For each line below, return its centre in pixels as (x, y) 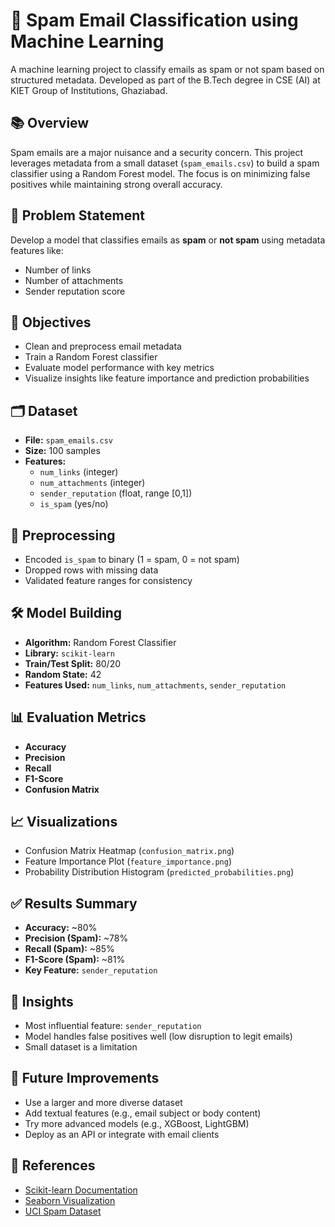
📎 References (53, 1165)
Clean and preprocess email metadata (103, 346)
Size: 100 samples (62, 451)
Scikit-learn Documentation (81, 1190)
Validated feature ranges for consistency (108, 580)
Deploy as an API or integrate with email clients (122, 1134)
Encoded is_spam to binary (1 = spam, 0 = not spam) (132, 559)
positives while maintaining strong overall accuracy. (116, 184)
